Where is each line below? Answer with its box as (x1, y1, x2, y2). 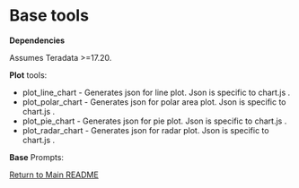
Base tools (9, 5, 90, 26)
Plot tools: (9, 69, 48, 81)
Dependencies (9, 35, 66, 46)
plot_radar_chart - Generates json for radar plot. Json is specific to (22, 124, 269, 135)
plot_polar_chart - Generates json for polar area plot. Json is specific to (22, 96, 286, 107)
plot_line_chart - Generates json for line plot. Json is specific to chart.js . (22, 87, 291, 98)
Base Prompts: (9, 151, 65, 162)
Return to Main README (9, 169, 99, 180)
